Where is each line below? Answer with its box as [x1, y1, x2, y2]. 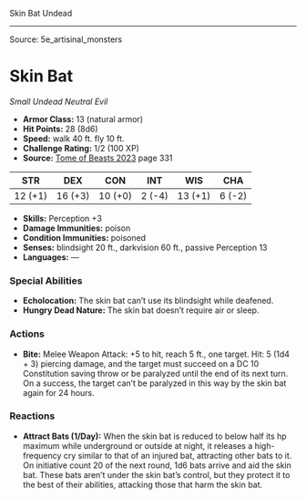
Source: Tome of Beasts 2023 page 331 [22, 152, 173, 163]
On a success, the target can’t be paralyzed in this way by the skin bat [22, 378, 287, 389]
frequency [22, 450, 62, 461]
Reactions [9, 410, 56, 422]
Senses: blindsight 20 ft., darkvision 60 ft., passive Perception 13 [22, 242, 268, 253]
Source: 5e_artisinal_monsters [9, 34, 123, 45]
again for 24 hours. [22, 387, 96, 398]
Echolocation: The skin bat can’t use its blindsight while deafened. [22, 296, 274, 307]
